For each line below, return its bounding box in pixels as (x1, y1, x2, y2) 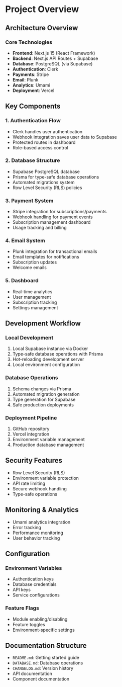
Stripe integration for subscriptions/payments (12, 209, 107, 215)
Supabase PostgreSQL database (12, 168, 80, 175)
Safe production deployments (12, 401, 74, 408)
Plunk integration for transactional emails (12, 248, 97, 254)
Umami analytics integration (12, 519, 71, 525)
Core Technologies (5, 39, 53, 46)
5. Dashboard (5, 277, 39, 284)
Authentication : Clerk (12, 66, 59, 72)
